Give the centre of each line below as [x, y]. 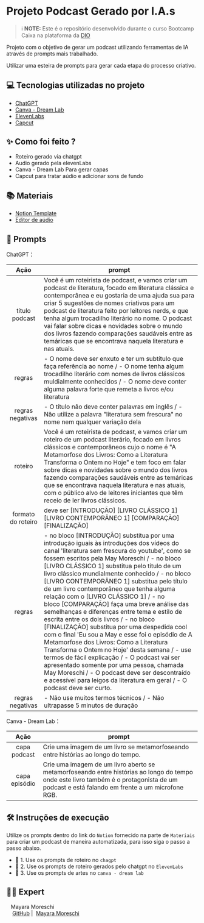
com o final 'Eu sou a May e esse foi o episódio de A [118, 635]
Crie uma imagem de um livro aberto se [99, 764]
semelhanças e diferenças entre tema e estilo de [113, 612]
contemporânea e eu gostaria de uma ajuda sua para [119, 296]
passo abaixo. [24, 848]
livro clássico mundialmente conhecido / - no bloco [117, 574]
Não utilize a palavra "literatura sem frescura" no [113, 415]
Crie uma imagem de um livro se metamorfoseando [116, 747]
